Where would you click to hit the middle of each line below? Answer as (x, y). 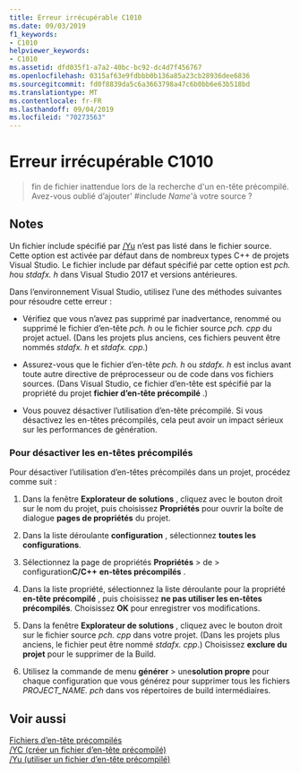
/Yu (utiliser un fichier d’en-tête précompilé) (90, 759)
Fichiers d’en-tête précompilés (66, 740)
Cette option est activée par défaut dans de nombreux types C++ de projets (149, 255)
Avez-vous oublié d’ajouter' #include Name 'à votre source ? (141, 196)
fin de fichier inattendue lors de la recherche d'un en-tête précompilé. (160, 187)
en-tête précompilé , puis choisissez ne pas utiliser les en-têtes (142, 599)
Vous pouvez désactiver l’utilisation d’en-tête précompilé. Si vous (142, 410)
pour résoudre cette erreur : (61, 301)
